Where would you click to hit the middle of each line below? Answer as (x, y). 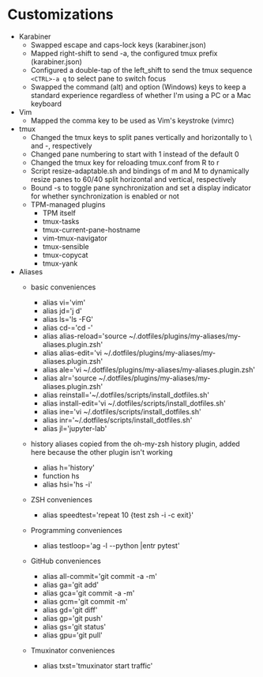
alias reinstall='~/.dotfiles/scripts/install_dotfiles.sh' (126, 395)
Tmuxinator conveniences (73, 650)
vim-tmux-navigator (75, 238)
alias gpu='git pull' (73, 635)
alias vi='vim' (64, 302)
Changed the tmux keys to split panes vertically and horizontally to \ (141, 137)
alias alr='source (70, 378)
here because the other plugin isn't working (101, 452)
